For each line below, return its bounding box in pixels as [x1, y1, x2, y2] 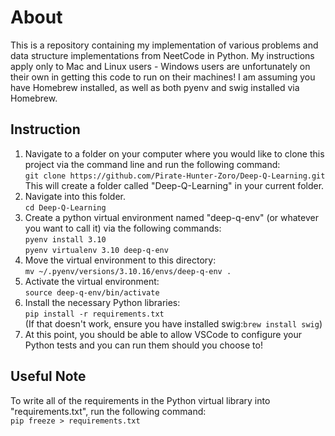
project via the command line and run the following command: [24, 158, 281, 170]
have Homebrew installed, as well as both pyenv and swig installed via [10, 81, 300, 93]
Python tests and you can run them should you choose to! [24, 339, 263, 351]
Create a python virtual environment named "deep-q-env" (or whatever [24, 211, 319, 223]
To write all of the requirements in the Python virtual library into [10, 394, 271, 406]
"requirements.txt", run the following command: [10, 405, 207, 417]
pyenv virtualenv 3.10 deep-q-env [24, 245, 169, 255]
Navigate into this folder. [24, 190, 126, 202]
